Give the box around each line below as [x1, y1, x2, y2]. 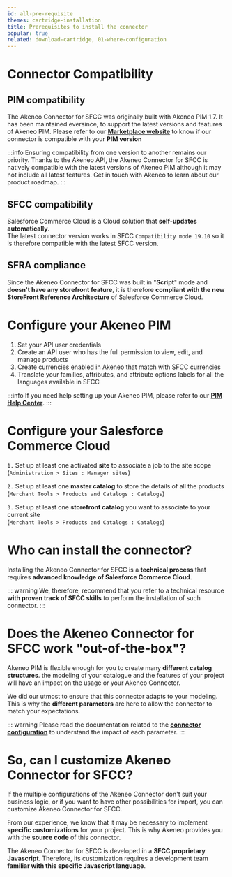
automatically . [7, 224, 50, 233]
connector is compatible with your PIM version [7, 135, 142, 143]
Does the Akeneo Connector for [7, 625, 194, 642]
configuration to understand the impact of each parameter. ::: [7, 727, 185, 736]
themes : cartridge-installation [7, 17, 101, 24]
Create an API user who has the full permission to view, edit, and [17, 347, 203, 356]
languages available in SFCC [17, 377, 100, 386]
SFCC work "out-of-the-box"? [7, 640, 187, 656]
